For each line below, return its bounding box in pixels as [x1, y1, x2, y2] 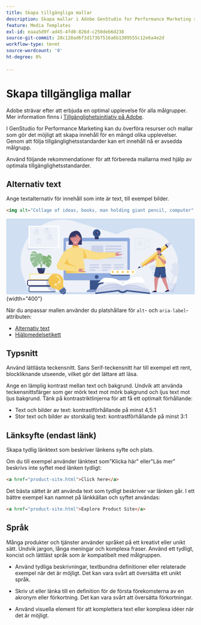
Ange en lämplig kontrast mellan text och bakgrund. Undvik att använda [6, 382, 182, 389]
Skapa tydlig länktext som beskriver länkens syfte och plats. [6, 446, 154, 453]
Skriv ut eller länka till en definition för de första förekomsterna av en [14, 587, 184, 594]
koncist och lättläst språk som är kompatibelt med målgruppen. [6, 551, 162, 558]
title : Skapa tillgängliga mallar [6, 10, 93, 16]
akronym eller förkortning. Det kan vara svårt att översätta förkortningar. [14, 594, 193, 601]
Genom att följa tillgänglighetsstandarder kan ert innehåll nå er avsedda [6, 137, 182, 145]
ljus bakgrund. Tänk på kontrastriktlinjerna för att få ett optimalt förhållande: [6, 395, 193, 402]
